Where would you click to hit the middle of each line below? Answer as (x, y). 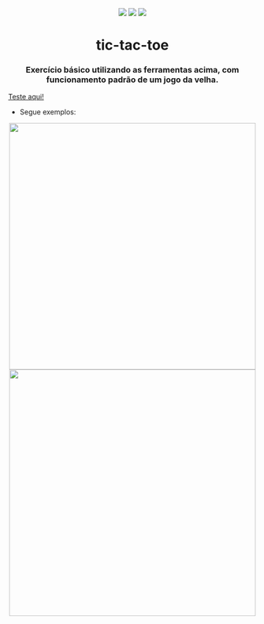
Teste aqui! (26, 97)
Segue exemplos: (48, 112)
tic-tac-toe (132, 45)
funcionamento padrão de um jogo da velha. (132, 80)
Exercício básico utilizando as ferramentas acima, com (132, 70)
